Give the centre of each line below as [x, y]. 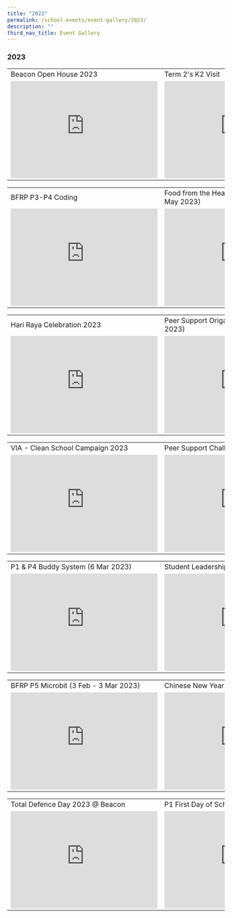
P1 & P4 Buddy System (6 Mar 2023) [71, 566]
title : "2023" [28, 13]
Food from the [187, 193]
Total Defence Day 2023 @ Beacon [68, 804]
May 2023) [183, 201]
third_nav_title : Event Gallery [54, 33]
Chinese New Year [194, 685]
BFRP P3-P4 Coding [44, 197]
